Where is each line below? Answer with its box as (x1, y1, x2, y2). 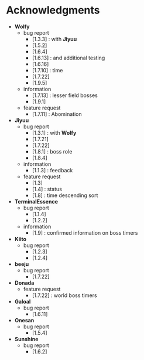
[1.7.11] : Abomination (32, 110, 82, 118)
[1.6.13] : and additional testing (32, 54, 105, 61)
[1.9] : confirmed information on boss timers (32, 229, 138, 236)
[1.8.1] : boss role (32, 148, 73, 155)
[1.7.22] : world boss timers (32, 292, 98, 299)
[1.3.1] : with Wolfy (32, 129, 77, 136)
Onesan (14, 316, 35, 324)
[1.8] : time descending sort (32, 192, 98, 199)
